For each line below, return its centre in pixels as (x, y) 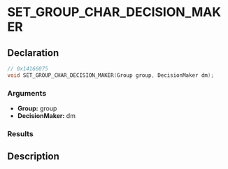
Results (20, 133)
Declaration (33, 53)
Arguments (27, 93)
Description (33, 157)
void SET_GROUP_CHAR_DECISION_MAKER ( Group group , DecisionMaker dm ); (111, 75)
